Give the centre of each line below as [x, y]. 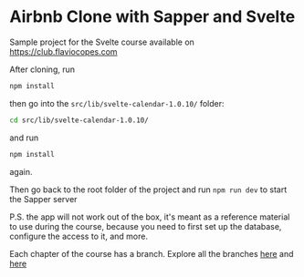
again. [21, 171]
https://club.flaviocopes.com [63, 51]
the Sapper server [43, 199]
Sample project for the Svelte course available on [102, 42]
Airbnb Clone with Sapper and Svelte [152, 17]
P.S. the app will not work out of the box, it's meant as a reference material [150, 217]
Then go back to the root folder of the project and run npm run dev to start [148, 190]
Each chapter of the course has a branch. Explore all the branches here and [152, 253]
